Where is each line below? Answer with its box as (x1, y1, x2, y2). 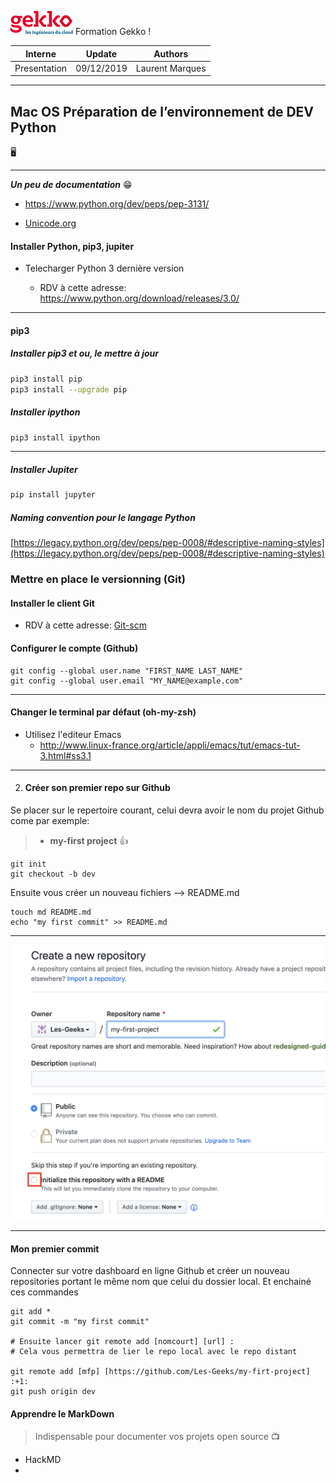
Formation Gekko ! (74, 26, 152, 37)
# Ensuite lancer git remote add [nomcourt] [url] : (10, 1337, 235, 1347)
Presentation (14, 62, 68, 74)
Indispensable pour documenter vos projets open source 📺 (34, 1431, 280, 1443)
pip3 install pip (10, 374, 83, 384)
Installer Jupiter (10, 464, 78, 476)
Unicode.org (24, 217, 77, 230)
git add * (10, 1307, 52, 1317)
